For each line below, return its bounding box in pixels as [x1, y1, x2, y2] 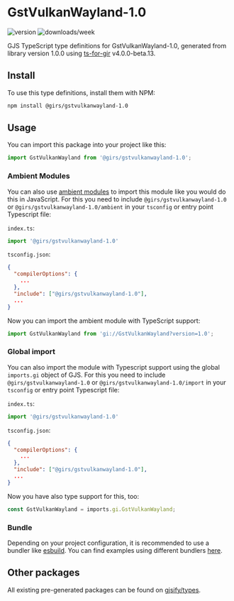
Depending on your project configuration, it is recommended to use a [7, 539, 209, 547]
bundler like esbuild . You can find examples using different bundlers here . [7, 546, 223, 554]
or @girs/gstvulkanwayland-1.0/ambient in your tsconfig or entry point [7, 202, 214, 211]
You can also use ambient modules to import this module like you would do [7, 187, 226, 196]
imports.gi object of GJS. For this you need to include [7, 370, 166, 379]
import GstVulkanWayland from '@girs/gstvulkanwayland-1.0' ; [7, 154, 192, 162]
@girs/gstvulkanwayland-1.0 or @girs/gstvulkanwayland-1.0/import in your [7, 377, 227, 387]
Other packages [7, 567, 80, 579]
